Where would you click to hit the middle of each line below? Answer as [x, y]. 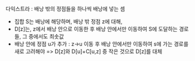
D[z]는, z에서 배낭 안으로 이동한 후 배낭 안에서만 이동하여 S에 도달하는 [96, 29]
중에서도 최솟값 [46, 36]
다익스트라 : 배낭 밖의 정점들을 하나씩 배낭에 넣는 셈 [65, 9]
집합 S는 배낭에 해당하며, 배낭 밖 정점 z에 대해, [68, 22]
